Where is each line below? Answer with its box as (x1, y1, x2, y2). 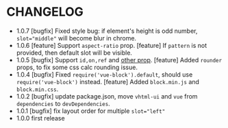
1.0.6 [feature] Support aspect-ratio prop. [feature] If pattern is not (16, 41, 207, 49)
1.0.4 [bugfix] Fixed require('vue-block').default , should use (16, 70, 193, 79)
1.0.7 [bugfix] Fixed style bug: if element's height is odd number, (16, 27, 198, 35)
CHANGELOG (6, 4, 84, 20)
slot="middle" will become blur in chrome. (16, 34, 137, 42)
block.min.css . (16, 85, 59, 93)
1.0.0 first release (16, 114, 66, 122)
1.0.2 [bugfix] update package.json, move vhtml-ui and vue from (16, 92, 198, 100)
